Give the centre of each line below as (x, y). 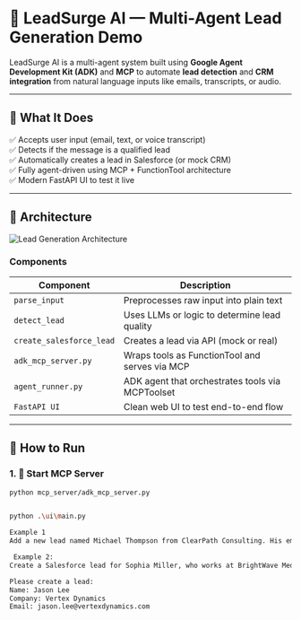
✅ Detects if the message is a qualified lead (90, 149)
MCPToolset (150, 392)
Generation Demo (76, 37)
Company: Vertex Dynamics (57, 598)
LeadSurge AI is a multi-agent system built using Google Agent (126, 62)
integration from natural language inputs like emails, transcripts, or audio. (146, 81)
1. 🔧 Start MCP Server (57, 474)
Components (38, 262)
